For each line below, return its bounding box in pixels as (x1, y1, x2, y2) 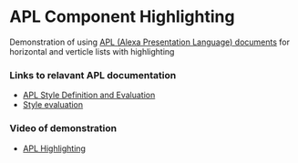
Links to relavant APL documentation (9, 68, 177, 81)
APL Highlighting (22, 143, 87, 154)
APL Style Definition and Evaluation (22, 89, 156, 101)
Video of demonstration (9, 122, 117, 135)
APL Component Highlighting (9, 6, 235, 27)
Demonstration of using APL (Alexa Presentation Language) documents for (9, 36, 290, 47)
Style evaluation (22, 99, 84, 110)
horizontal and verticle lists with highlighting (9, 46, 175, 56)
